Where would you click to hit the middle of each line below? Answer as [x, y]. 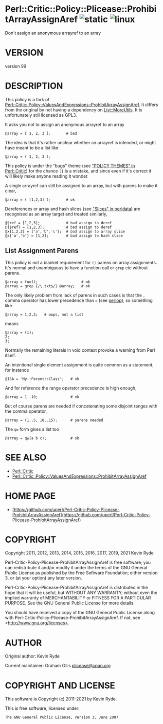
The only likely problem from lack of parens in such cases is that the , [75, 295]
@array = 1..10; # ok [42, 397]
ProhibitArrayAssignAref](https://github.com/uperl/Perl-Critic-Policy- [81, 514]
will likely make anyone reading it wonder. [47, 176]
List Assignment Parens [42, 251]
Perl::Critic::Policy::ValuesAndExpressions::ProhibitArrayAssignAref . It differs [81, 105]
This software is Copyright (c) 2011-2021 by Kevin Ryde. [61, 699]
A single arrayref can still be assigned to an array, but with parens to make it [81, 185]
